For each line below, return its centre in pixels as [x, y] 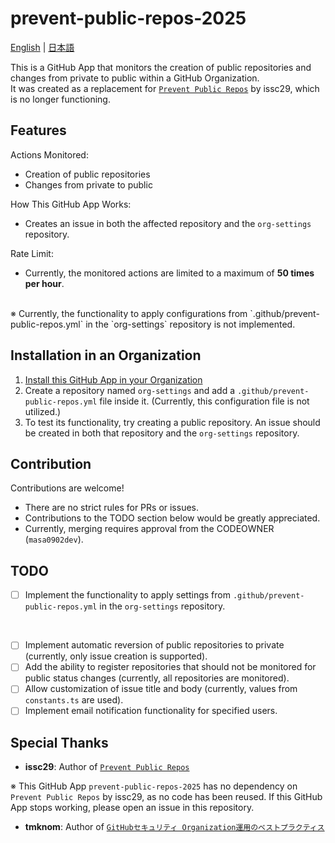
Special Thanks [59, 742]
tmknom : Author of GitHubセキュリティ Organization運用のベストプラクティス [174, 827]
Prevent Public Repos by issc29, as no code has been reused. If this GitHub [166, 797]
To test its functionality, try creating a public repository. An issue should [172, 422]
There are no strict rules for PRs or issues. [112, 508]
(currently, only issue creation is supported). [116, 656]
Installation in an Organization [106, 355]
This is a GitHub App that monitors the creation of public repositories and [161, 67]
